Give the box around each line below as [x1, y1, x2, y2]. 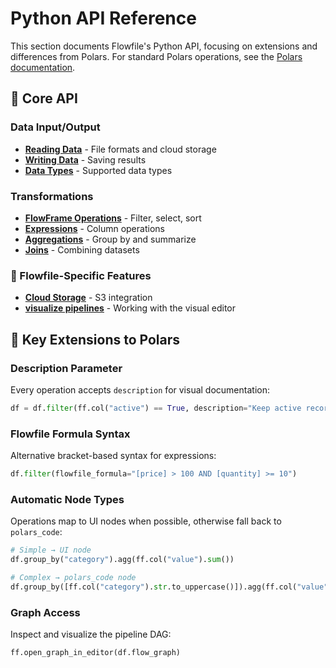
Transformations [10, 189, 94, 203]
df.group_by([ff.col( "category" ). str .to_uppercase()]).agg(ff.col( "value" [10, 582, 329, 592]
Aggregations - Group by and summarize [24, 233, 197, 245]
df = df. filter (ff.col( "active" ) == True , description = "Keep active [10, 403, 302, 413]
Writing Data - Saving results [24, 153, 147, 166]
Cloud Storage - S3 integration [24, 292, 153, 304]
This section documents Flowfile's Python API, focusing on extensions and [10, 40, 318, 52]
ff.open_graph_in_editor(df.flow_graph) [10, 648, 182, 658]
